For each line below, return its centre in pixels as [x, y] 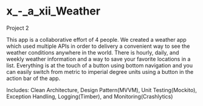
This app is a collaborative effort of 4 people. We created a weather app [96, 39]
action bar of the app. [33, 78]
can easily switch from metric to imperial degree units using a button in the [100, 71]
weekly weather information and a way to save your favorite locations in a [98, 59]
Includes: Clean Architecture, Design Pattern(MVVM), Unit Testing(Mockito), [102, 90]
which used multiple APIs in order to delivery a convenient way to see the [98, 46]
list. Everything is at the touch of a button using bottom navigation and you [100, 65]
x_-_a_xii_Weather [53, 11]
